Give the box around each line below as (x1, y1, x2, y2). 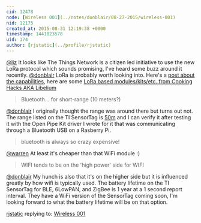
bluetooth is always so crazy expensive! (20, 138, 120, 145)
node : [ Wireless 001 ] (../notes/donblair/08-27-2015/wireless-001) (6, 14, 176, 20)
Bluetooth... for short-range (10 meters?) (20, 95, 121, 103)
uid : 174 (6, 37, 28, 43)
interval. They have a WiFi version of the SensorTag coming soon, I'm (6, 192, 178, 199)
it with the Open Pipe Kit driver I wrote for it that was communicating (6, 120, 176, 127)
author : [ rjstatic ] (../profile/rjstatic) (6, 43, 112, 49)
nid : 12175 (6, 20, 34, 26)
